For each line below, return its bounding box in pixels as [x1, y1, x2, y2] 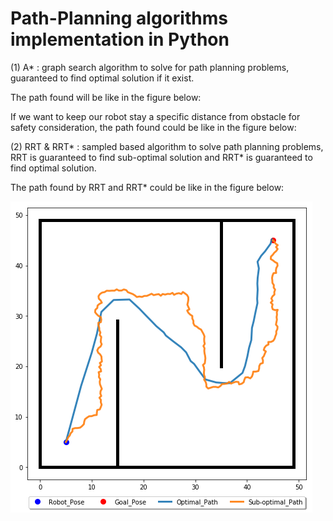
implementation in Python [10, 28, 230, 51]
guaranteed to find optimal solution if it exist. [10, 72, 195, 84]
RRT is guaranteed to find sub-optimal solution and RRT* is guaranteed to [10, 151, 313, 163]
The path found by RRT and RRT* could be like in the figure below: [10, 181, 285, 193]
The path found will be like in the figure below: [10, 91, 202, 103]
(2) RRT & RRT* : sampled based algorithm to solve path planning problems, [10, 140, 324, 152]
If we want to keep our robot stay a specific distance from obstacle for [10, 110, 301, 122]
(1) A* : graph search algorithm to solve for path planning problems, [10, 61, 290, 73]
